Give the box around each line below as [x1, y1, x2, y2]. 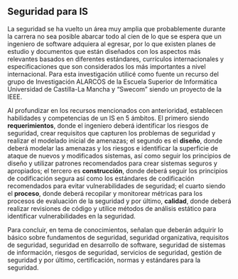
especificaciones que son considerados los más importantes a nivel [7, 62, 206, 70]
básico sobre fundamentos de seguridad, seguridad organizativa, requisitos [7, 233, 229, 241]
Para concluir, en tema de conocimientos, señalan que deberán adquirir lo [7, 225, 224, 234]
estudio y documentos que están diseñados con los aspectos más [7, 47, 201, 55]
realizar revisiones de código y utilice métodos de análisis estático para [7, 204, 217, 212]
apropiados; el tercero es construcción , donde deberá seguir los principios [7, 166, 229, 175]
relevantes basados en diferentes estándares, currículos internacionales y [7, 55, 224, 63]
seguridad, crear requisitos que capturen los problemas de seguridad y [7, 128, 216, 137]
